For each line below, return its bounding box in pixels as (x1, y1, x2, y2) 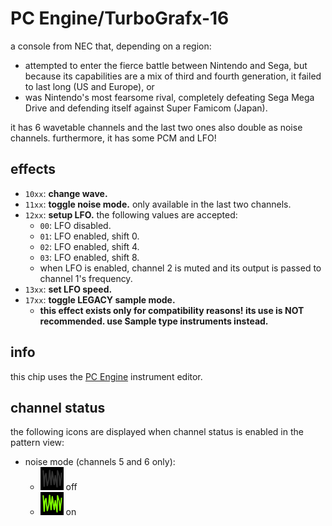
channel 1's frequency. (39, 272, 133, 284)
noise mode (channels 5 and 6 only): (24, 456, 176, 468)
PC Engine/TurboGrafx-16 (10, 7, 230, 30)
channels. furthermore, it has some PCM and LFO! (10, 132, 217, 144)
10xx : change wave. (24, 187, 108, 199)
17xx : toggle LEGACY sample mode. (24, 293, 176, 306)
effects (10, 161, 57, 178)
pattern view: (10, 437, 65, 449)
